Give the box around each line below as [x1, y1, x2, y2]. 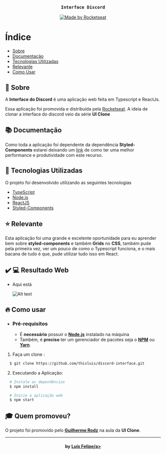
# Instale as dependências [9, 379, 65, 384]
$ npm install [9, 384, 39, 389]
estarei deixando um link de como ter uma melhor [33, 147, 134, 152]
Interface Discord [61, 4, 105, 10]
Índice [5, 32, 31, 43]
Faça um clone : [12, 351, 45, 357]
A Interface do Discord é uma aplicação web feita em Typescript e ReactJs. [5, 96, 160, 103]
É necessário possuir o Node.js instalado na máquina [19, 331, 129, 337]
